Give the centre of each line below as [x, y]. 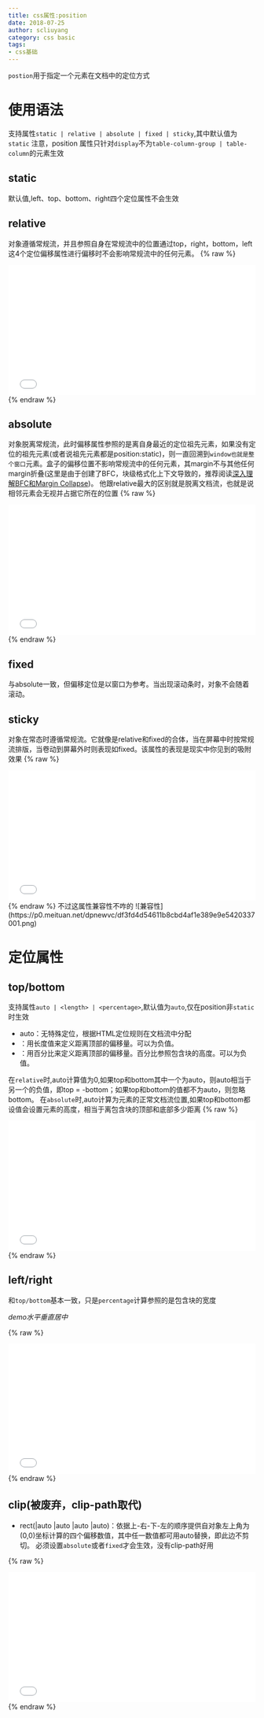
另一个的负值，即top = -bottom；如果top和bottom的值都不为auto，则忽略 [127, 1090]
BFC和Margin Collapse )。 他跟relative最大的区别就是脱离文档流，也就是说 [134, 483]
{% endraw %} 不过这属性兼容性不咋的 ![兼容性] [86, 906]
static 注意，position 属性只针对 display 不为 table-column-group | [115, 143]
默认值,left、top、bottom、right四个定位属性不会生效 [93, 198]
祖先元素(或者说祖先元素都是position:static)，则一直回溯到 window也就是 [135, 454]
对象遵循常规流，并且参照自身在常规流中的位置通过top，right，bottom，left [130, 243]
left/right [30, 1280]
